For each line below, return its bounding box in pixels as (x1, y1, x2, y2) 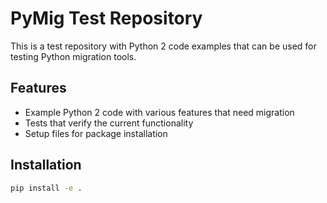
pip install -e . (10, 183, 83, 193)
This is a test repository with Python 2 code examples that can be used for (10, 40, 317, 52)
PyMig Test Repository (10, 7, 203, 30)
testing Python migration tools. (10, 50, 137, 62)
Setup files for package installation (24, 127, 168, 139)
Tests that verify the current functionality (24, 117, 194, 129)
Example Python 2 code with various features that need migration (24, 106, 295, 118)
